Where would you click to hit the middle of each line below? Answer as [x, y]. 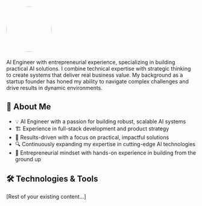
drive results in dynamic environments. [54, 88]
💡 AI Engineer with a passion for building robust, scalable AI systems [100, 121]
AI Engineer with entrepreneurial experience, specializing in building [91, 62]
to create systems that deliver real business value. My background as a [95, 75]
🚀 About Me [29, 107]
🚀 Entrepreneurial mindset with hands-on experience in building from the [105, 153]
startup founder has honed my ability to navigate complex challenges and [97, 81]
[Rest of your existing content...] [46, 196]
